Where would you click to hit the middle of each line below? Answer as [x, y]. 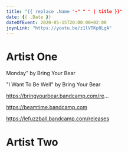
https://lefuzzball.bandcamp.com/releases [58, 119]
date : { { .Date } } [29, 17]
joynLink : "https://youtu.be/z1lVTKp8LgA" [59, 28]
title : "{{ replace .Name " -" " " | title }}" [64, 11]
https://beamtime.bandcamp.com [47, 107]
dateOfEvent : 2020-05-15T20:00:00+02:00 [57, 22]
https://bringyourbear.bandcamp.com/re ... [58, 96]
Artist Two [32, 142]
